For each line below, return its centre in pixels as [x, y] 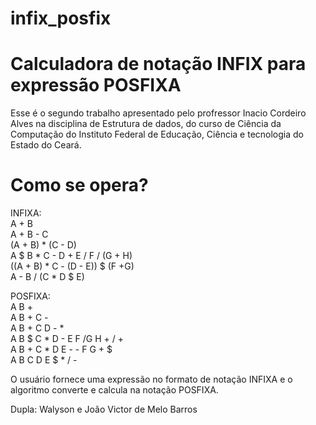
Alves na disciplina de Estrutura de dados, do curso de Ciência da [146, 124]
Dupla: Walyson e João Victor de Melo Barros [104, 409]
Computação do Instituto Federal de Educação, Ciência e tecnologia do [157, 134]
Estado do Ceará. [46, 145]
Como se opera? [79, 185]
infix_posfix [61, 18]
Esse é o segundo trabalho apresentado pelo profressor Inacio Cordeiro [158, 113]
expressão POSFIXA [96, 85]
